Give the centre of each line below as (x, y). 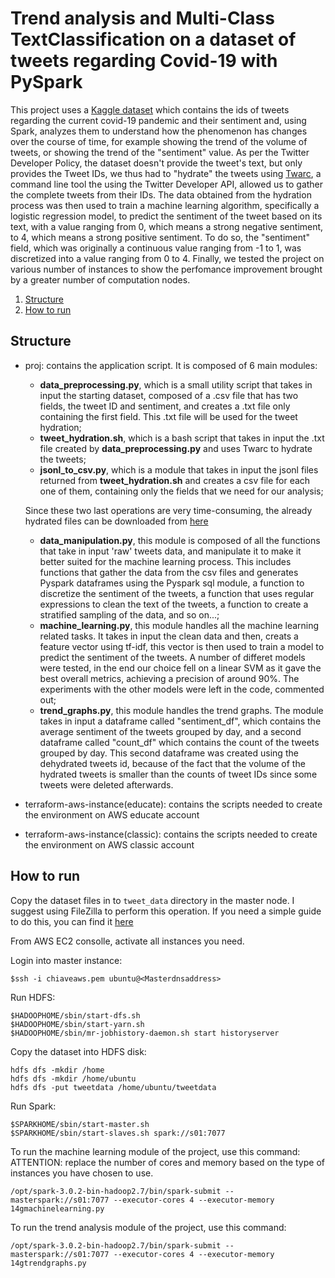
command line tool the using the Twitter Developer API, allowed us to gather (167, 184)
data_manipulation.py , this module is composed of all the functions (180, 540)
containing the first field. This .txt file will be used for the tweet (168, 416)
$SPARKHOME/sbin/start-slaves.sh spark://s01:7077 (118, 1133)
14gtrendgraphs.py (48, 1263)
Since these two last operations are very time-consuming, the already (168, 510)
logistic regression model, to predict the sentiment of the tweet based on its (166, 216)
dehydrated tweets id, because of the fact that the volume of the (172, 763)
